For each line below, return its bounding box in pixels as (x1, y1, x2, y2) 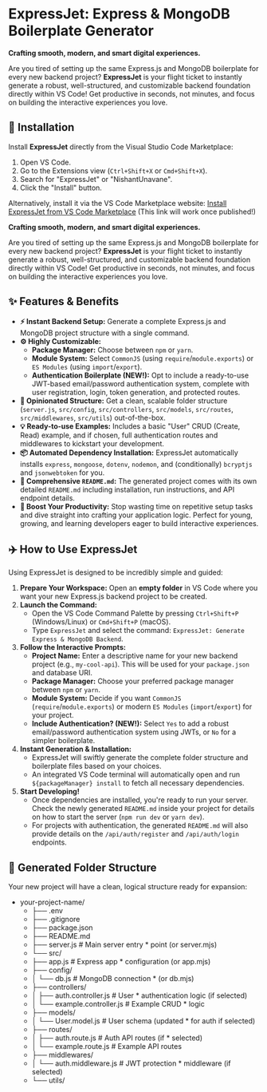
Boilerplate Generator (8, 22, 154, 40)
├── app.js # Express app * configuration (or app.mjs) (31, 957, 211, 967)
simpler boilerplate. (31, 736, 96, 746)
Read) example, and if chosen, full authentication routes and (19, 430, 218, 440)
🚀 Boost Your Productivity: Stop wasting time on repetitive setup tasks (19, 501, 253, 511)
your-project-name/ (19, 897, 85, 907)
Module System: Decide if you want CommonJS (31, 694, 182, 703)
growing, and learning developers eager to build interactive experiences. (19, 518, 259, 528)
